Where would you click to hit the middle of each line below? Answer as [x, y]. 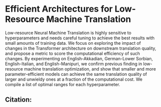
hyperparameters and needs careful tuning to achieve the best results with [80, 38]
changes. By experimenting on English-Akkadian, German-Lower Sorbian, [79, 58]
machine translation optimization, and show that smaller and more [90, 69]
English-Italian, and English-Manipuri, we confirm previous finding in [74, 64]
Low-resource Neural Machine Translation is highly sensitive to [68, 33]
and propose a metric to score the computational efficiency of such [72, 53]
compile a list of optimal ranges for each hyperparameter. [63, 84]
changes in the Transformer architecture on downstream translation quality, [81, 48]
